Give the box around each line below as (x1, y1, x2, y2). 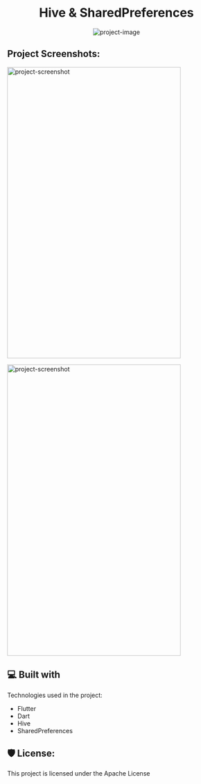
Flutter (17, 704, 37, 712)
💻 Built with (7, 669, 61, 681)
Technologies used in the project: (7, 691, 103, 699)
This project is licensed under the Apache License (7, 769, 150, 778)
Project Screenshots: (7, 48, 101, 60)
